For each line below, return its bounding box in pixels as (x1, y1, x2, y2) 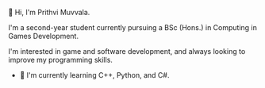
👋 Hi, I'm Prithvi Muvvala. (8, 8, 90, 17)
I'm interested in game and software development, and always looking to (8, 47, 246, 55)
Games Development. (8, 32, 79, 40)
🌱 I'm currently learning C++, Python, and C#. (19, 71, 170, 79)
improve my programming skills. (8, 55, 113, 64)
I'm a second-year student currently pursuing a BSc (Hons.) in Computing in (8, 23, 258, 32)
